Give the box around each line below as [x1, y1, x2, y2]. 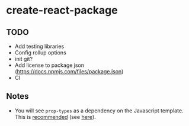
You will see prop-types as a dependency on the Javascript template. [14, 107, 184, 114]
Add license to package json [14, 62, 85, 69]
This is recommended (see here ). [14, 113, 96, 120]
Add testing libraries [14, 43, 65, 50]
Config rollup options [14, 49, 66, 56]
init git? [14, 56, 33, 62]
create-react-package [6, 4, 118, 17]
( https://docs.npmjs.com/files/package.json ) [14, 68, 124, 75]
